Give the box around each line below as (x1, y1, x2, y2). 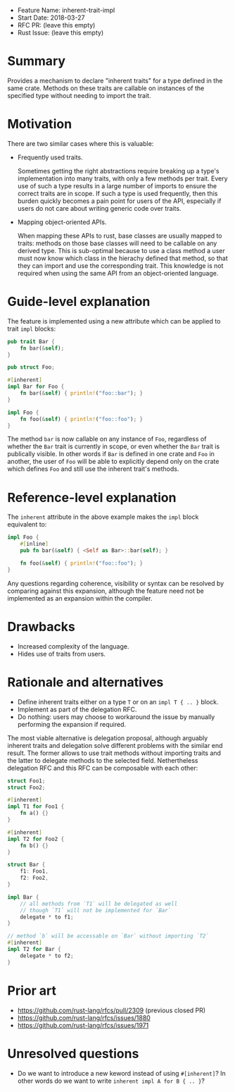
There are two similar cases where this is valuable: (7, 139, 154, 147)
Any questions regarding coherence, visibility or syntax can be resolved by (7, 579, 224, 587)
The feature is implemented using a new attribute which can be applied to (7, 317, 221, 325)
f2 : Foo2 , (20, 874, 49, 882)
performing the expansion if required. (17, 720, 127, 728)
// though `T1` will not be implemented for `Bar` (20, 907, 172, 914)
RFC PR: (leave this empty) (17, 21, 96, 29)
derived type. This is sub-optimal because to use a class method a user (17, 246, 225, 254)
